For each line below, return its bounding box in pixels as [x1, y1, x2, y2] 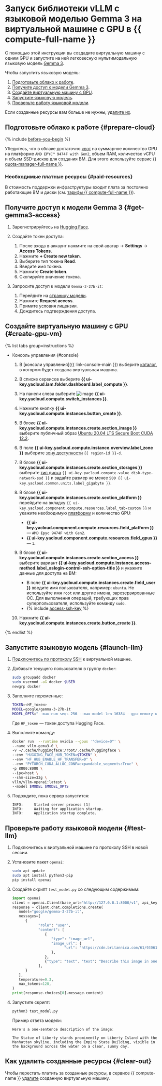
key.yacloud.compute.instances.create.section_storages [19, 465, 138, 470]
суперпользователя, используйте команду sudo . [26, 600, 126, 606]
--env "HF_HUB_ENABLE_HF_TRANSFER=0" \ [12, 757, 93, 762]
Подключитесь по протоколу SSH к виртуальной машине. [12, 656, 132, 662]
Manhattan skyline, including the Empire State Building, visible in [12, 1039, 156, 1045]
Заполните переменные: [12, 693, 63, 699]
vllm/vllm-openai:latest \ [12, 779, 67, 785]
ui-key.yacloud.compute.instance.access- [63, 560, 151, 566]
